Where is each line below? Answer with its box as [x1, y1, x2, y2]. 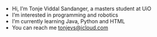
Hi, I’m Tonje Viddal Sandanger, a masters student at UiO [11, 5, 152, 12]
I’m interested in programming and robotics [11, 11, 118, 18]
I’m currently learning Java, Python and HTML [11, 18, 125, 24]
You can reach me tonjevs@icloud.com [11, 24, 109, 31]
